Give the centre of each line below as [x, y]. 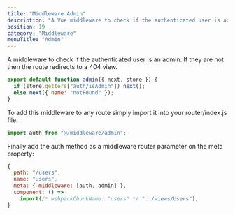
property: [21, 154]
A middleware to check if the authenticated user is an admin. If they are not [115, 59]
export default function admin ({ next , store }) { [83, 80]
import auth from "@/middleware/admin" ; [67, 133]
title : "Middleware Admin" [47, 14]
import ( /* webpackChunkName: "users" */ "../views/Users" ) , [109, 199]
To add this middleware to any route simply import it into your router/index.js [117, 112]
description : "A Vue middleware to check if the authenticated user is [114, 20]
